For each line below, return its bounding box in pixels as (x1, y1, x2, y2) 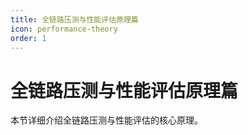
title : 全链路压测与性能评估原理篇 (10, 14, 139, 25)
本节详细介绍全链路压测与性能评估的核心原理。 (10, 114, 203, 126)
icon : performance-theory (10, 24, 118, 34)
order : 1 (10, 33, 47, 43)
